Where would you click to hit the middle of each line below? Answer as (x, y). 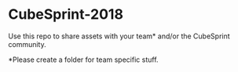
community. (27, 44)
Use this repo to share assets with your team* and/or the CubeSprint (119, 36)
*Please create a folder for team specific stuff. (83, 59)
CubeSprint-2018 (66, 14)
